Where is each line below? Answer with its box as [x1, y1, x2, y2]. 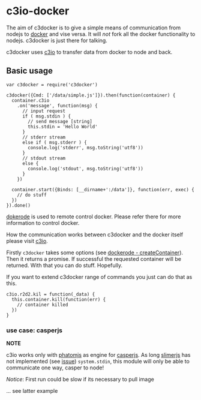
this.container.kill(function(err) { [11, 296, 106, 302]
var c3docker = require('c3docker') [6, 82, 98, 88]
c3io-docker [6, 4, 70, 18]
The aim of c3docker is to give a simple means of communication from [6, 24, 181, 31]
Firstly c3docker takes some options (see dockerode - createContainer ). [6, 249, 184, 256]
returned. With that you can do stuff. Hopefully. [6, 261, 123, 269]
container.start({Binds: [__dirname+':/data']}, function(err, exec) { [11, 187, 195, 193]
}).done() [6, 202, 31, 208]
